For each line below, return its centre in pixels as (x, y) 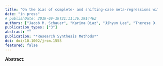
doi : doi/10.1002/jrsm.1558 (33, 41)
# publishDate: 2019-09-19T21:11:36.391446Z (51, 18)
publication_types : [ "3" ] (31, 27)
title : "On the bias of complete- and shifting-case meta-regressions (78, 9)
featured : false (21, 45)
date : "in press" (23, 14)
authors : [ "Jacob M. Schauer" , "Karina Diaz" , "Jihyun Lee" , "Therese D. (81, 23)
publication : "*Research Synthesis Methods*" (52, 37)
